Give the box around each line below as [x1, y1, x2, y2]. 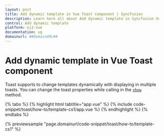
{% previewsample [5, 121, 43, 127]
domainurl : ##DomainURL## [5, 34, 58, 39]
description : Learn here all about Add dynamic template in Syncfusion [5, 16, 154, 21]
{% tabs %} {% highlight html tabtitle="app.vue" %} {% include [5, 101, 133, 107]
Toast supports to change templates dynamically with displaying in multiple [5, 81, 156, 87]
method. [5, 92, 22, 98]
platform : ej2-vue [5, 25, 42, 30]
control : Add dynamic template [5, 20, 69, 26]
